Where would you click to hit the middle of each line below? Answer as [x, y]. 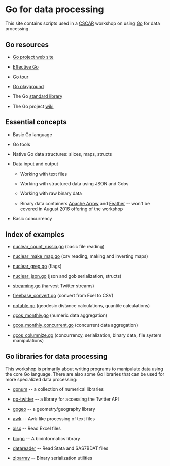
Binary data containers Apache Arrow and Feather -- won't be [85, 203]
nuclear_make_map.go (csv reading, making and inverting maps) [80, 256]
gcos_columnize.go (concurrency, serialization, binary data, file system [87, 335]
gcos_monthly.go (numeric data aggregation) [60, 315]
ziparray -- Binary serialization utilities [53, 458]
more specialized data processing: [41, 380]
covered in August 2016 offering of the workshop [72, 209]
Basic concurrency [32, 218]
